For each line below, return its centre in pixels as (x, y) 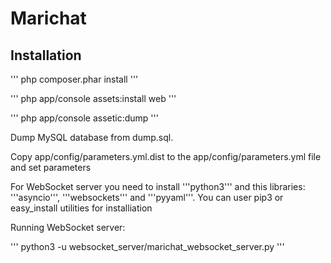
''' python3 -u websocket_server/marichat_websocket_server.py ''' (147, 246)
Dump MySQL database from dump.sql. (92, 137)
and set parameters (51, 167)
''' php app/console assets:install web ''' (93, 98)
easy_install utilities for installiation (81, 208)
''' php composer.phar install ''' (74, 79)
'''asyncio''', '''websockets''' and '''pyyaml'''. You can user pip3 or (147, 197)
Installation (46, 55)
